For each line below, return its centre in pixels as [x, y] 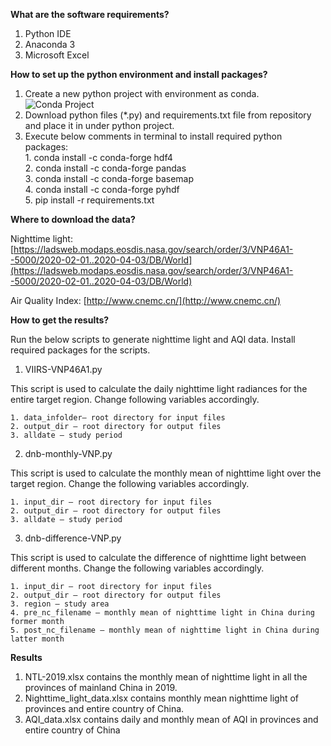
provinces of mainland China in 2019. [101, 687]
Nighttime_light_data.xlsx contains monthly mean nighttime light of [162, 698]
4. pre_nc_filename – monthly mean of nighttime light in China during [162, 613]
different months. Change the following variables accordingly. [137, 568]
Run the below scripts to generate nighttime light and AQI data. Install [153, 339]
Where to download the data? [73, 219]
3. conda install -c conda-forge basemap [109, 178]
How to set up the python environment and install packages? [139, 74]
